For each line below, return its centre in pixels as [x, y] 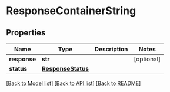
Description [111, 49]
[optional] [147, 59]
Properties [26, 33]
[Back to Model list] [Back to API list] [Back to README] [74, 83]
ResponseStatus [65, 69]
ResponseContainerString [71, 11]
